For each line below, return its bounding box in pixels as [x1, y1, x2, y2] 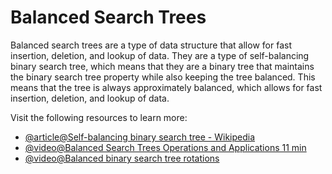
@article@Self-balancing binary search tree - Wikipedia [24, 131, 256, 143]
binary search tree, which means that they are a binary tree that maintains [10, 60, 315, 72]
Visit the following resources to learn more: [10, 111, 188, 123]
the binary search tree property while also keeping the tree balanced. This [10, 71, 316, 83]
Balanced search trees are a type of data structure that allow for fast [10, 39, 292, 51]
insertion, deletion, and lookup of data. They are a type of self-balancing [10, 49, 310, 61]
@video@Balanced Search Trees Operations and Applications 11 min [24, 141, 307, 153]
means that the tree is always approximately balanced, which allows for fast [10, 81, 323, 93]
